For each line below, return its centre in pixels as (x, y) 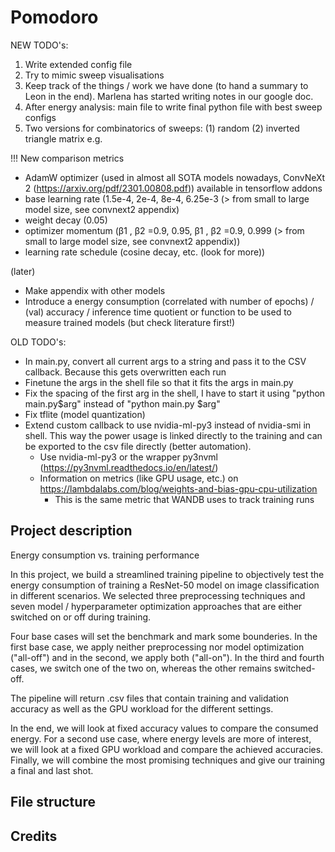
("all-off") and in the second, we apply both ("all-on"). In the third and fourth (167, 657)
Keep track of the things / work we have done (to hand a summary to (166, 85)
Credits (34, 836)
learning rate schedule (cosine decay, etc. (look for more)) (145, 252)
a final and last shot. (52, 770)
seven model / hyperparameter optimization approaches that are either (156, 606)
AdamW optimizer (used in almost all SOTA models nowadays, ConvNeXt (175, 177)
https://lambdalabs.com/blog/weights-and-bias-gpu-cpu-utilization (178, 488)
